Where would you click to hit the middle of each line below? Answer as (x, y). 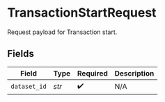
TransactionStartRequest (82, 13)
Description (134, 73)
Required (92, 73)
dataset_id (29, 87)
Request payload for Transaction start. (62, 32)
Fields (21, 54)
